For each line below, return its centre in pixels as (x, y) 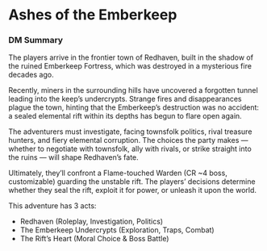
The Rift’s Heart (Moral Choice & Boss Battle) (94, 239)
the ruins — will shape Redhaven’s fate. (73, 157)
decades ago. (31, 75)
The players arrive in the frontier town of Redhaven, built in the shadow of (131, 57)
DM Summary (35, 40)
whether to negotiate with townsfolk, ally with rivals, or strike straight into (130, 149)
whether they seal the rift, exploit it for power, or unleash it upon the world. (132, 190)
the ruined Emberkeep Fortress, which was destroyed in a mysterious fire (130, 66)
